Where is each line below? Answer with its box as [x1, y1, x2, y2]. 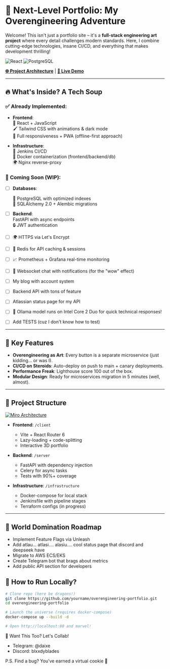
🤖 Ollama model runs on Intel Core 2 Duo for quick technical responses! [12, 309, 162, 315]
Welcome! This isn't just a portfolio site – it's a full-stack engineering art [5, 32, 157, 38]
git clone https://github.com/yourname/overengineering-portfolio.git [5, 596, 157, 601]
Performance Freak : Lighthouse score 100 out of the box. [12, 368, 133, 374]
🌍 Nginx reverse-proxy [12, 159, 62, 165]
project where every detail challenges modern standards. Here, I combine [5, 38, 159, 44]
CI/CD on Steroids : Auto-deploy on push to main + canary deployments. [12, 363, 164, 369]
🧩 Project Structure [5, 398, 67, 407]
